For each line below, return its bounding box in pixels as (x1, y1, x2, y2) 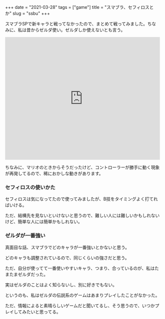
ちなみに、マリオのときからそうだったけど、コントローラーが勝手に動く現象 (5, 164, 160, 170)
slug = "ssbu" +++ (12, 10, 50, 16)
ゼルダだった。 (18, 271, 48, 277)
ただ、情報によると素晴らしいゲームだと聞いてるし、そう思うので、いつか (5, 302, 155, 308)
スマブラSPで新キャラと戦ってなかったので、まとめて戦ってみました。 (5, 21, 148, 27)
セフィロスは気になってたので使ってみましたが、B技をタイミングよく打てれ (5, 196, 158, 202)
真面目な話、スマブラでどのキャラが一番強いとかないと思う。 (5, 244, 130, 250)
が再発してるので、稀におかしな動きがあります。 (5, 171, 104, 176)
